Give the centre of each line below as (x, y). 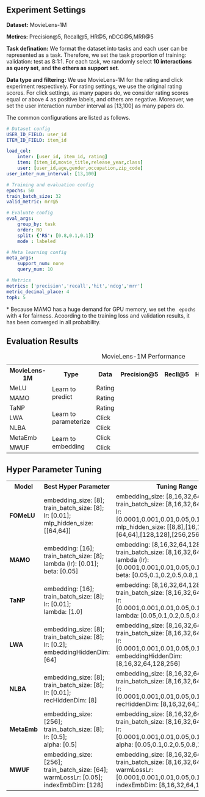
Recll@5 (177, 374)
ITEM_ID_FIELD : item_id (37, 140)
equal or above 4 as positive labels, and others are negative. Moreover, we (100, 99)
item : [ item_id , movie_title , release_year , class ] (80, 162)
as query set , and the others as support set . (63, 68)
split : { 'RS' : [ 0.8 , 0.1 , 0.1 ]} (56, 235)
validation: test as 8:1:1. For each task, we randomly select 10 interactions (99, 61)
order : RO (30, 230)
